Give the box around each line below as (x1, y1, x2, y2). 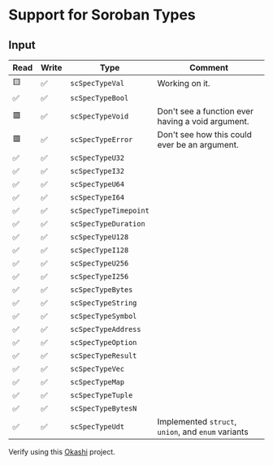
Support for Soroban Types (8, 6, 197, 24)
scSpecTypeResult (70, 351, 137, 360)
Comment (189, 62, 229, 73)
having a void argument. (157, 116, 249, 127)
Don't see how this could (157, 129, 252, 140)
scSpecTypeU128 (70, 233, 129, 241)
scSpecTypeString (70, 299, 137, 308)
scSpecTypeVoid (70, 112, 129, 121)
